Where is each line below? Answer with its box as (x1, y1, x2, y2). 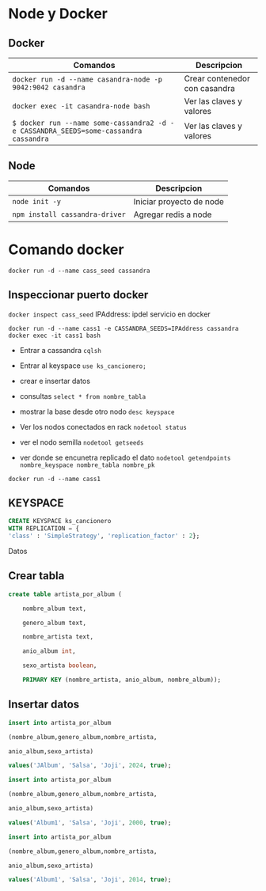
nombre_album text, (22, 605, 87, 612)
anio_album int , (22, 647, 77, 655)
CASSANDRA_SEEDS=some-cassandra (20, 127, 142, 135)
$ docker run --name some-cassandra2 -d (12, 119, 166, 127)
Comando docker (8, 241, 124, 258)
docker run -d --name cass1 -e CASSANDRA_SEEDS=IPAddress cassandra (8, 324, 239, 332)
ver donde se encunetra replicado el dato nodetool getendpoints (19, 453, 231, 462)
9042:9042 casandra (12, 83, 85, 92)
